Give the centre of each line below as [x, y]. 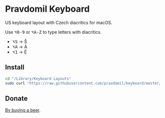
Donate [16, 98]
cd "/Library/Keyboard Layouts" [38, 79]
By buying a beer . [23, 110]
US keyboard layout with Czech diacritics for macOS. [59, 23]
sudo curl [15, 83]
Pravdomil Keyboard [47, 9]
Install [15, 67]
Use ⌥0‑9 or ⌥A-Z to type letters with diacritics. [54, 32]
